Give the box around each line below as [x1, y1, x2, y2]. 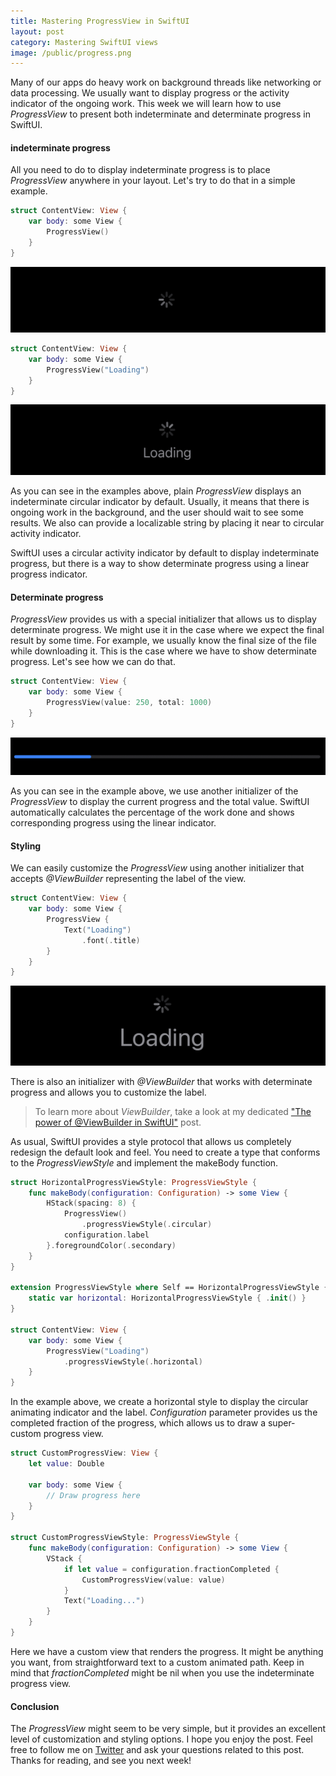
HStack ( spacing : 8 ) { [46, 1198, 137, 1209]
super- [267, 1417, 296, 1429]
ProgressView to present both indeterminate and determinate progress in [10, 108, 311, 120]
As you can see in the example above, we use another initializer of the [10, 785, 299, 797]
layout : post [10, 26, 65, 37]
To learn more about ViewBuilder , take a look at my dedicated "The [34, 1105, 312, 1117]
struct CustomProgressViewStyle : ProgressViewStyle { [10, 1533, 240, 1543]
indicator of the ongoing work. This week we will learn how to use [10, 98, 282, 110]
